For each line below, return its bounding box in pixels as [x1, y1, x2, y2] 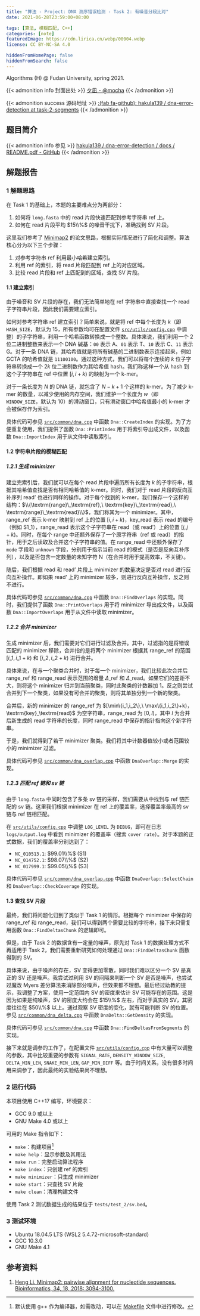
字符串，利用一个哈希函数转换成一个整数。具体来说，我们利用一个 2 [26, 333, 193, 340]
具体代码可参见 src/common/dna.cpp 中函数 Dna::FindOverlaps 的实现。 [6, 594, 179, 601]
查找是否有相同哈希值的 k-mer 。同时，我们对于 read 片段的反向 [32, 487, 187, 494]
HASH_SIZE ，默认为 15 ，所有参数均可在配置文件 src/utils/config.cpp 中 [6, 326, 182, 333]
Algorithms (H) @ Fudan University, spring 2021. [6, 74, 125, 81]
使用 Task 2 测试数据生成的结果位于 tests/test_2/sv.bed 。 [6, 1201, 151, 1208]
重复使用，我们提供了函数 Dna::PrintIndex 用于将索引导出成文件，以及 [11, 426, 185, 433]
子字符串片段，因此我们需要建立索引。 [6, 305, 100, 313]
